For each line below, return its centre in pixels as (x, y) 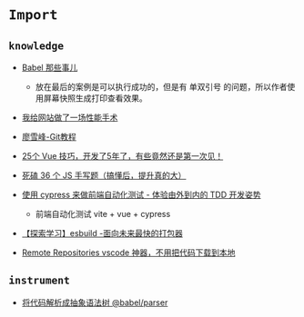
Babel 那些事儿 (50, 67)
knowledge (36, 45)
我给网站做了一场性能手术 (70, 117)
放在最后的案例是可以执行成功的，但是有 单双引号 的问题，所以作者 (161, 87)
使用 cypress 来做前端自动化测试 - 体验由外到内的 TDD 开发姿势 (141, 194)
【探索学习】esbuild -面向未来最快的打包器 (102, 233)
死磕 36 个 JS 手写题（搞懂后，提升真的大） (104, 175)
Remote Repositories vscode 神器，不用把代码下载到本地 (128, 253)
